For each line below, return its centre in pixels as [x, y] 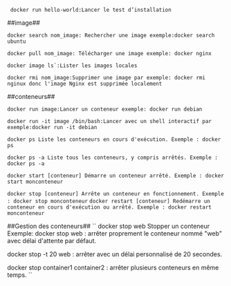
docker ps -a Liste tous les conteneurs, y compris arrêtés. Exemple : [112, 158]
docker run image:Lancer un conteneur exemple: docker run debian [105, 109]
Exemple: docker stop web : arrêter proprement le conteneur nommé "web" [115, 233]
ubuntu [17, 41]
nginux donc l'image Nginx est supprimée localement [85, 84]
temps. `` [20, 275]
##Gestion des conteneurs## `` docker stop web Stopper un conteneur [109, 226]
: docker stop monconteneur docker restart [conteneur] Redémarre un [109, 201]
